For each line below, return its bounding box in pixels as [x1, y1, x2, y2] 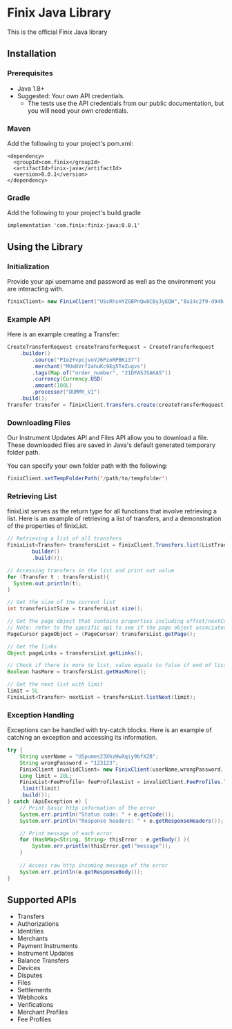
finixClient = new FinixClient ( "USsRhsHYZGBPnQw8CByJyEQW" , [7, 298, 181, 305]
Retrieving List [7, 491, 57, 501]
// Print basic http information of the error [19, 804, 156, 811]
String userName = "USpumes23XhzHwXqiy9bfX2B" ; [19, 753, 159, 760]
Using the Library [7, 241, 84, 253]
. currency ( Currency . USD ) [32, 376, 104, 383]
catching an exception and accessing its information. [7, 734, 157, 742]
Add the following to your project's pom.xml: [7, 139, 133, 147]
